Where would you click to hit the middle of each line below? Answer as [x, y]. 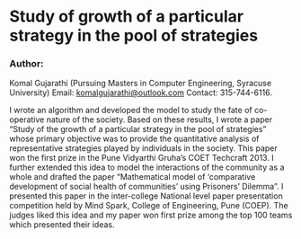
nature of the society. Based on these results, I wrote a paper [159, 119]
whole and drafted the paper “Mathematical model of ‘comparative [133, 177]
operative [27, 119]
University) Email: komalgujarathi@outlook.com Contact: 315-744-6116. [141, 93]
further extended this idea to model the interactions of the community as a [147, 167]
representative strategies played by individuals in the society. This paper [144, 148]
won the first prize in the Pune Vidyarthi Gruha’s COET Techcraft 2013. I [142, 158]
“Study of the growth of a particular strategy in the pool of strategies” [138, 129]
